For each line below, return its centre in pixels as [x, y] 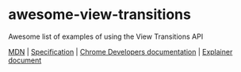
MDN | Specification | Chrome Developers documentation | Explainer [120, 51]
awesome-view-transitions [100, 15]
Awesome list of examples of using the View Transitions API [106, 36]
